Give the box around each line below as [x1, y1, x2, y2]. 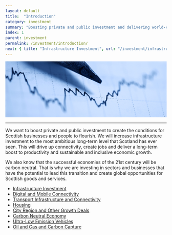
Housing [12, 202, 31, 208]
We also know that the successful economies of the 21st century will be [5, 159, 157, 166]
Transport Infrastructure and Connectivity [12, 196, 101, 203]
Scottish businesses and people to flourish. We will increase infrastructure [5, 133, 162, 139]
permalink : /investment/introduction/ [5, 41, 88, 46]
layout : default [5, 8, 40, 13]
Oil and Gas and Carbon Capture [12, 224, 82, 230]
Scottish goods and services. [5, 175, 67, 182]
